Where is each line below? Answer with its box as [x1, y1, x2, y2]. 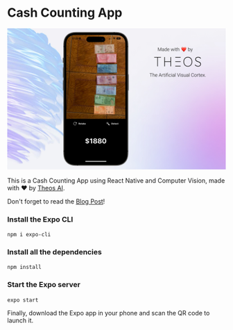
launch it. [7, 316, 34, 324]
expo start [7, 297, 39, 304]
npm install [7, 264, 42, 271]
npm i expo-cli [7, 231, 51, 238]
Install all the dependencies [7, 247, 102, 256]
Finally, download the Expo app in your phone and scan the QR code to [7, 308, 210, 317]
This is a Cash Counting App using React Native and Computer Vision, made [7, 176, 225, 185]
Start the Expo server [7, 280, 81, 290]
